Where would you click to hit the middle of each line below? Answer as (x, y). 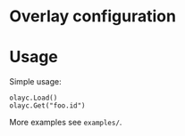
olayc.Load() (34, 98)
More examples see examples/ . (66, 123)
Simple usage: (36, 82)
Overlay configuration (93, 16)
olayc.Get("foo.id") (48, 106)
